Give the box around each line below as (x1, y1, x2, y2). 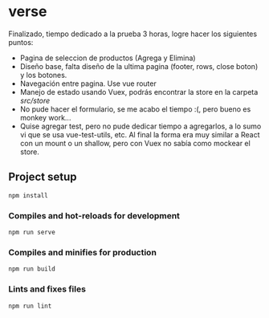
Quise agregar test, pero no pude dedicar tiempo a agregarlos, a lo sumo (19, 121, 262, 131)
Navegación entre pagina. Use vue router (19, 79, 157, 88)
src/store (19, 96, 51, 105)
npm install (8, 191, 48, 199)
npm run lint (8, 302, 52, 310)
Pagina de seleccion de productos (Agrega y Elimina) (19, 53, 196, 63)
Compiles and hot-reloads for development (8, 210, 181, 221)
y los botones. (19, 70, 67, 79)
